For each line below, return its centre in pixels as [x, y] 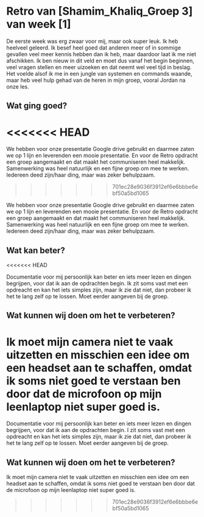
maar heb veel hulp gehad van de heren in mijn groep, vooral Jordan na [96, 80]
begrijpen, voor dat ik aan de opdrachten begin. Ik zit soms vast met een [97, 284]
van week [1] [39, 24]
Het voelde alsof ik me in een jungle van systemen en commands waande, [100, 73]
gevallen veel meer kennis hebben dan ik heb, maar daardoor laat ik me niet [101, 54]
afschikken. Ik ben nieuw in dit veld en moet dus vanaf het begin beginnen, [100, 61]
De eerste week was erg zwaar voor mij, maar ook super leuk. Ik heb [92, 41]
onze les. [18, 86]
